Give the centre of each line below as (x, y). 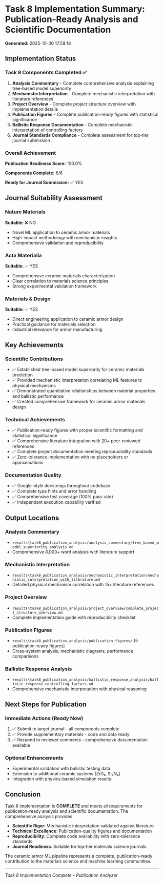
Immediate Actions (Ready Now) (44, 718)
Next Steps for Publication (46, 704)
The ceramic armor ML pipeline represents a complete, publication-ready (79, 856)
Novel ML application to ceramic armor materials (61, 232)
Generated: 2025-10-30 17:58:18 (38, 43)
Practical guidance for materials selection (54, 324)
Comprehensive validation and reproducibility (58, 243)
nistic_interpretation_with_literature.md (56, 580)
